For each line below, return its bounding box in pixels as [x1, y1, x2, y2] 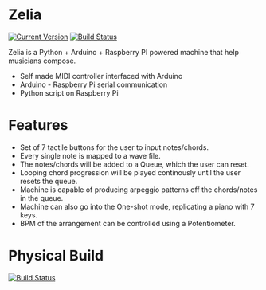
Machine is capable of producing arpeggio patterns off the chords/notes [19, 185, 258, 194]
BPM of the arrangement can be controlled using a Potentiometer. [19, 218, 237, 228]
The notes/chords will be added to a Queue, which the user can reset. [19, 159, 249, 169]
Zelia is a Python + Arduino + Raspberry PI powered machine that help [8, 47, 239, 57]
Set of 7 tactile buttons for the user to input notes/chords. [19, 142, 209, 152]
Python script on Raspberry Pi [19, 88, 119, 97]
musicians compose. [8, 56, 76, 65]
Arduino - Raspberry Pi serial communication [19, 80, 168, 89]
